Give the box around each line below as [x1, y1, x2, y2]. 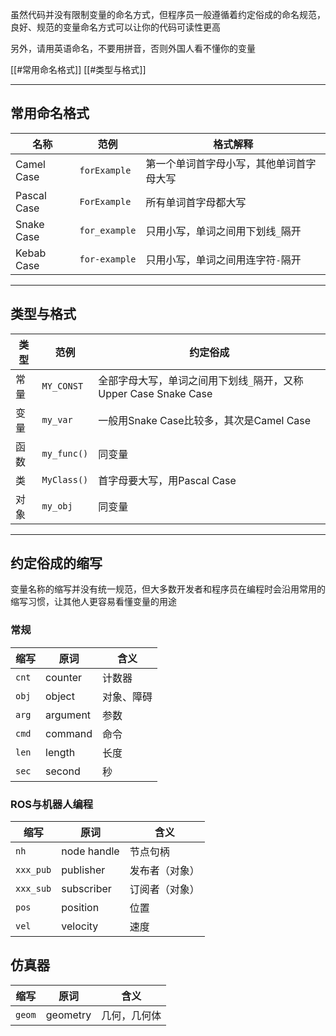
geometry [45, 1008, 92, 1022]
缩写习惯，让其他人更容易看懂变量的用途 [10, 596, 177, 608]
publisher [61, 863, 106, 877]
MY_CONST [41, 380, 84, 392]
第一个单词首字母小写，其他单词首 [145, 156, 307, 170]
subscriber [61, 882, 112, 896]
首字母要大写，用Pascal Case [98, 473, 237, 487]
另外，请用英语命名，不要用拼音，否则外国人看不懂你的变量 [10, 43, 256, 54]
